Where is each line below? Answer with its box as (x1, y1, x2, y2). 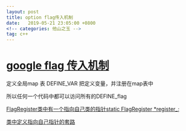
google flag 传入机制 (6, 59, 109, 73)
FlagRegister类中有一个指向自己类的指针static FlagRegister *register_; (6, 106, 180, 113)
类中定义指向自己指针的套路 (6, 118, 75, 126)
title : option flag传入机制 (6, 14, 74, 20)
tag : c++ (6, 31, 28, 37)
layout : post (6, 8, 39, 15)
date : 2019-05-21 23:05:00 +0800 (6, 20, 96, 26)
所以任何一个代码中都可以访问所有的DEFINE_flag (6, 93, 127, 100)
